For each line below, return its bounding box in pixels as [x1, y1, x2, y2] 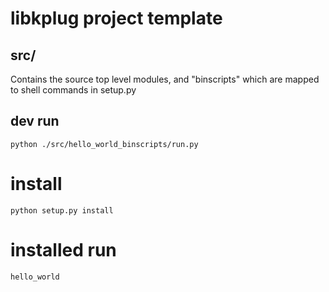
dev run [10, 113, 60, 130]
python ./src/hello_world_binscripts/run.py [10, 139, 199, 149]
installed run [10, 238, 117, 261]
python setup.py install [10, 205, 114, 216]
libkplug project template [10, 7, 223, 30]
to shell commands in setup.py [10, 84, 137, 96]
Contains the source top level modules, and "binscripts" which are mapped [10, 73, 320, 85]
